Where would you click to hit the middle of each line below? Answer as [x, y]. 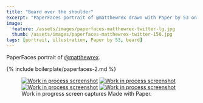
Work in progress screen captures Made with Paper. [87, 94]
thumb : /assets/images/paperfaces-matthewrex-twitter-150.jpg [92, 35]
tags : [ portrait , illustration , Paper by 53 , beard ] [74, 40]
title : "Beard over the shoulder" [50, 12]
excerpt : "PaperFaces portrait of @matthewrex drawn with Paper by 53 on [102, 18]
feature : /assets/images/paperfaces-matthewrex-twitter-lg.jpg [93, 29]
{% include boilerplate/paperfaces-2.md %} [61, 69]
